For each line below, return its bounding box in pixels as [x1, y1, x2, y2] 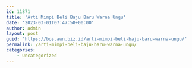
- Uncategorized [17, 53, 58, 59]
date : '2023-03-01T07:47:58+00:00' [6, 20, 95, 25]
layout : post [6, 31, 39, 37]
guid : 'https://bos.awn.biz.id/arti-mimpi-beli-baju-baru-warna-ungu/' [6, 36, 187, 42]
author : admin [6, 25, 42, 31]
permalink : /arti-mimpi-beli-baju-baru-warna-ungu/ [6, 42, 137, 48]
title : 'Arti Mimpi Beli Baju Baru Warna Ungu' [6, 14, 127, 20]
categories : [6, 47, 36, 53]
